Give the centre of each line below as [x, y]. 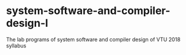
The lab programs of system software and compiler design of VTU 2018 [93, 39]
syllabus [16, 46]
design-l [27, 23]
